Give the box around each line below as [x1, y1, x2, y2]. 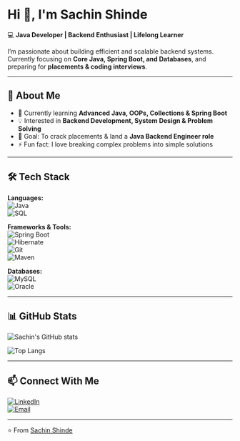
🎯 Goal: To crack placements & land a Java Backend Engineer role [17, 132, 214, 140]
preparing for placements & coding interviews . [7, 62, 148, 71]
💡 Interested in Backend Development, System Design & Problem [17, 116, 213, 124]
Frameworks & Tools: [7, 222, 71, 231]
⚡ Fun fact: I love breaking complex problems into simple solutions [17, 139, 213, 149]
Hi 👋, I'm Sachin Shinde [7, 6, 148, 23]
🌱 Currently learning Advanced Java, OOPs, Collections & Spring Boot [17, 109, 227, 117]
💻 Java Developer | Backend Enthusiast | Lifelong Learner [7, 30, 184, 39]
